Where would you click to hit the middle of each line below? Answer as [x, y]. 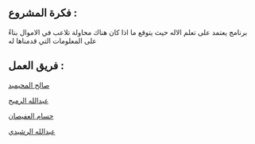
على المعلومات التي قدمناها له [52, 41]
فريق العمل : [37, 66]
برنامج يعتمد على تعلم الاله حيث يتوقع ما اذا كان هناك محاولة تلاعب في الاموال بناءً [128, 32]
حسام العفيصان [31, 115]
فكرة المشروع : [43, 13]
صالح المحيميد [29, 85]
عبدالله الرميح [29, 100]
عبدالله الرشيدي [32, 131]
